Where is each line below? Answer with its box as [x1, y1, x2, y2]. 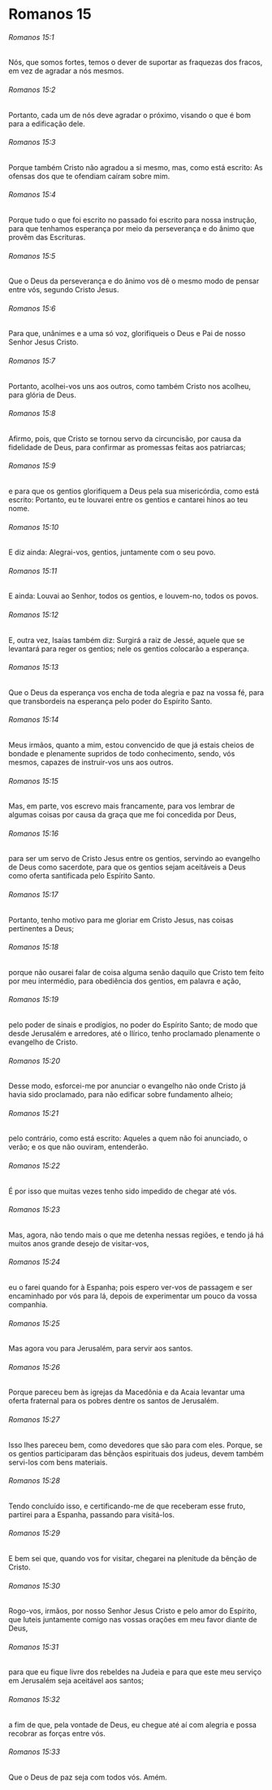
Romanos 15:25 [8, 1318, 60, 1328]
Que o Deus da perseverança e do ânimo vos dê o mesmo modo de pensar [8, 276, 260, 286]
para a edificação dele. [8, 119, 85, 129]
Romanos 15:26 [8, 1362, 61, 1372]
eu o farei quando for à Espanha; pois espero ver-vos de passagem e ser [8, 1283, 253, 1293]
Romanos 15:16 [8, 828, 59, 838]
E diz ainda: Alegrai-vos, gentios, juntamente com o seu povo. [8, 547, 216, 558]
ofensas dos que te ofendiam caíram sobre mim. [8, 171, 171, 181]
